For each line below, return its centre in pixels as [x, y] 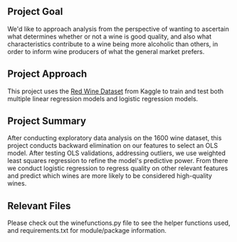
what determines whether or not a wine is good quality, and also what [110, 36]
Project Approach [47, 74]
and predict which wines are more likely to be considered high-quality [110, 176]
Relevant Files [39, 206]
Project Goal [35, 12]
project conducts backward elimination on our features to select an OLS [113, 146]
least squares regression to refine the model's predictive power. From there [118, 161]
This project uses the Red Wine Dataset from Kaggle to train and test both [116, 91]
